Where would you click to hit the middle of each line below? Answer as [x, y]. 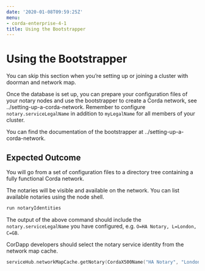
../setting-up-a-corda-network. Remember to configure [76, 107]
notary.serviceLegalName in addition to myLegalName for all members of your [101, 114]
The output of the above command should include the [74, 219]
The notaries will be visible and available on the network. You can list [93, 190]
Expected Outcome [44, 157]
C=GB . [13, 233]
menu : [13, 18]
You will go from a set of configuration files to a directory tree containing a [100, 172]
